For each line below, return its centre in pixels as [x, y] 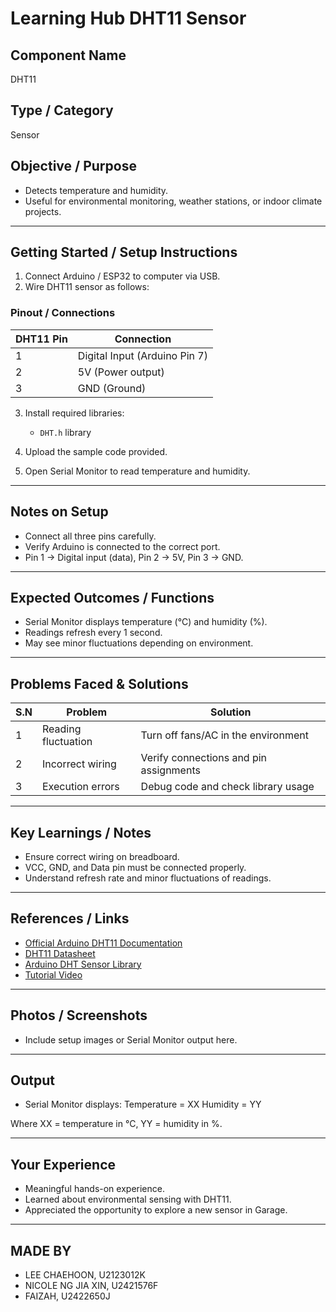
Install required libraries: [74, 413]
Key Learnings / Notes [81, 832]
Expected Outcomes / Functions [112, 597]
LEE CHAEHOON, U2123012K [85, 1275]
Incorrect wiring [79, 764]
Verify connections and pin [204, 758]
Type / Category [62, 110]
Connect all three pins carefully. [90, 536]
